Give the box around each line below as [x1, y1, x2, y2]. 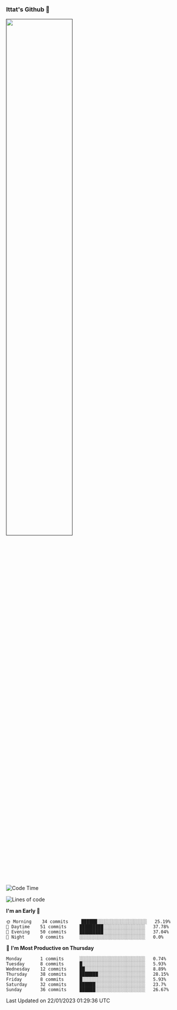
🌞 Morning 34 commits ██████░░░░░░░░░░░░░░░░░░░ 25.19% [6, 919, 171, 925]
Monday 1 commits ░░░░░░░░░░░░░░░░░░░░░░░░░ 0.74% [6, 956, 166, 962]
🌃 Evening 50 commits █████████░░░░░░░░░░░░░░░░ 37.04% [6, 929, 169, 935]
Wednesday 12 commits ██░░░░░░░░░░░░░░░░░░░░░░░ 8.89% [6, 966, 166, 972]
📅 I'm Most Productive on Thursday [6, 945, 94, 952]
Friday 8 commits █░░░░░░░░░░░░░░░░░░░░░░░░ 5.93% [6, 976, 166, 982]
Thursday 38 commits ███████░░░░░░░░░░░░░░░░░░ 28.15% [6, 971, 169, 978]
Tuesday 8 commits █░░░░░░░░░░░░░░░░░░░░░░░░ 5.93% [6, 961, 166, 967]
